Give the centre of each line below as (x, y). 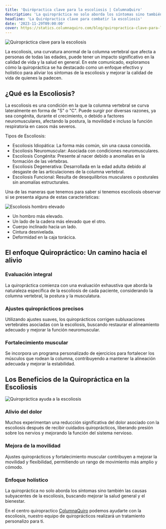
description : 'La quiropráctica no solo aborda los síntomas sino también (84, 14)
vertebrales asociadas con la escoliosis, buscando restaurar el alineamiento (82, 325)
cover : (12, 28)
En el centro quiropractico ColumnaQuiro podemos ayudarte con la (73, 510)
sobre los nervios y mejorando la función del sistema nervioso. (69, 433)
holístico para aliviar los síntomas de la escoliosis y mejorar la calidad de (79, 73)
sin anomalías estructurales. (41, 182)
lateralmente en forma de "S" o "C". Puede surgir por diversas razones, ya (81, 110)
